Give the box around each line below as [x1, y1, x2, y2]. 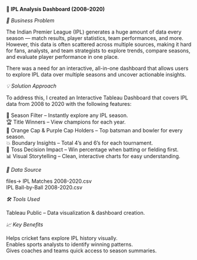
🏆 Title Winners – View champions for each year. [6, 118, 126, 125]
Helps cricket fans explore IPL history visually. [6, 235, 118, 241]
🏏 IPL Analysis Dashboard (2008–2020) [6, 6, 105, 12]
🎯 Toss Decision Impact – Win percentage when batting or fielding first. [6, 146, 179, 153]
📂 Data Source [6, 166, 42, 173]
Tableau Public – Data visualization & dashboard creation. [6, 209, 145, 216]
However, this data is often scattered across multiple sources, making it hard [6, 41, 192, 48]
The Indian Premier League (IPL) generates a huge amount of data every [6, 28, 182, 35]
